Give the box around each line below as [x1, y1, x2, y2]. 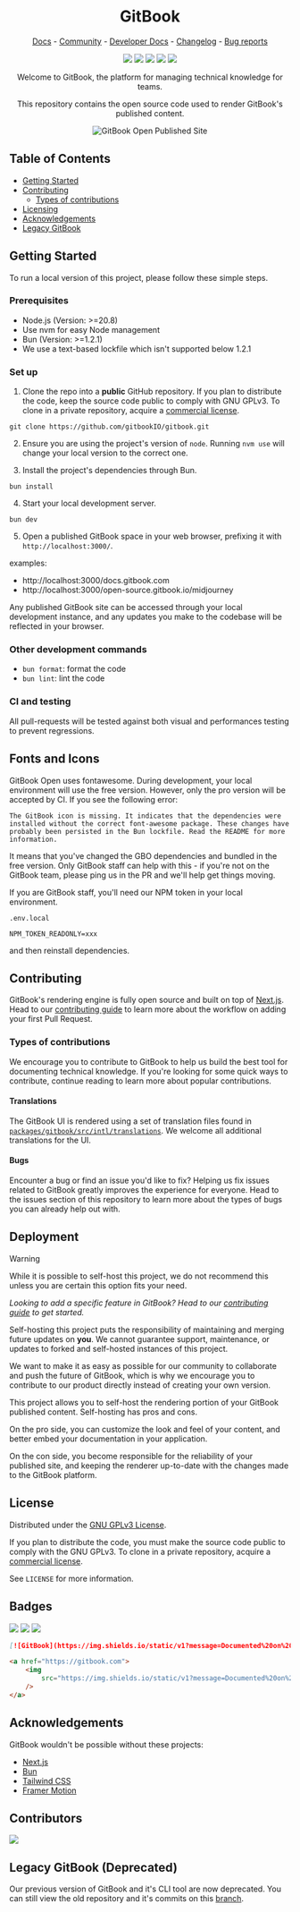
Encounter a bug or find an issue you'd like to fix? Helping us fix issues [9, 1175, 270, 1186]
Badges [9, 1599, 53, 1614]
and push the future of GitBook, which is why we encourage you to [9, 1370, 255, 1381]
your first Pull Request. [9, 1014, 94, 1024]
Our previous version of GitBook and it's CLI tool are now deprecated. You [9, 1883, 281, 1894]
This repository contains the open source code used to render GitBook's [17, 98, 283, 109]
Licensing [21, 203, 59, 214]
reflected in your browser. [9, 621, 104, 632]
